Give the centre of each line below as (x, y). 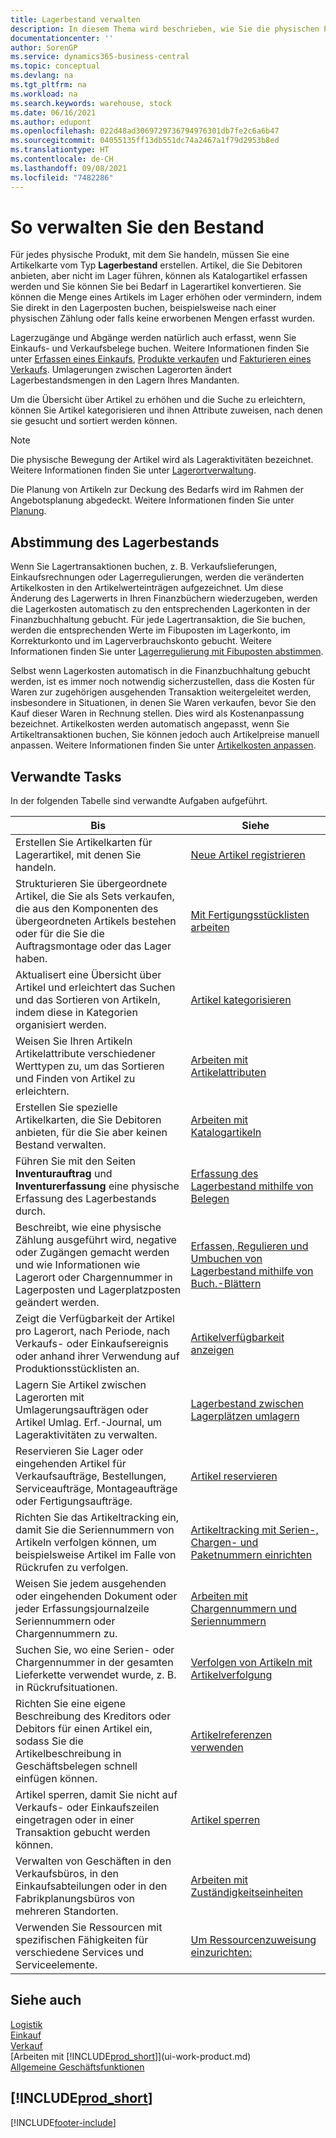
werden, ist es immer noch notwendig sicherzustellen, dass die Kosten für (162, 682)
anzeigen (212, 1350)
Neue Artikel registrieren (248, 855)
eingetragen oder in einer (75, 1820)
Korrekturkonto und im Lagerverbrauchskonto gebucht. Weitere (141, 641)
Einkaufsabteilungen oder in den (91, 1886)
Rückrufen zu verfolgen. (72, 1568)
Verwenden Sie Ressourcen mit (89, 1928)
